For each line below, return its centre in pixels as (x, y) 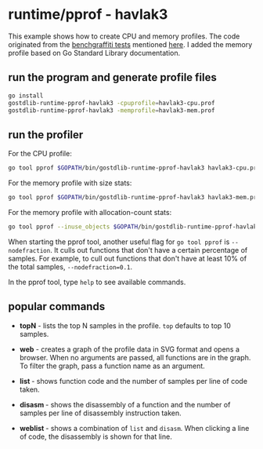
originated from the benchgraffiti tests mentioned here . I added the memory (130, 44)
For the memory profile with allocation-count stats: (90, 212)
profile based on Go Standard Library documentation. (94, 53)
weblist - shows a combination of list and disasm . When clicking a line (134, 428)
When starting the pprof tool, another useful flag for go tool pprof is (119, 242)
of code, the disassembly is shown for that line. (95, 436)
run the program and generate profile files (112, 77)
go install (26, 96)
